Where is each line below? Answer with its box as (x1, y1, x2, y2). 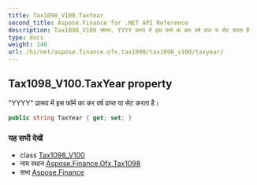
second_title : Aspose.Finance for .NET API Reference (8, 19, 189, 27)
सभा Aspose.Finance (19, 167, 85, 177)
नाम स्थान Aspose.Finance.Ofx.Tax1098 (19, 158, 141, 168)
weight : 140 (8, 41, 47, 49)
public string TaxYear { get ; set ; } (8, 113, 132, 122)
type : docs (8, 33, 44, 42)
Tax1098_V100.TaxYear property (8, 77, 173, 91)
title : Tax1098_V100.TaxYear (8, 11, 104, 20)
